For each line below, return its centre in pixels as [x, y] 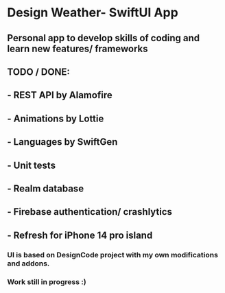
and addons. [28, 263]
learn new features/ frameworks [78, 48]
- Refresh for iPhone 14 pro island [80, 235]
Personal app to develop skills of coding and [104, 38]
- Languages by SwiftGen [62, 142]
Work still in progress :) [47, 281]
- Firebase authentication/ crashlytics [90, 212]
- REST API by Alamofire [60, 95]
